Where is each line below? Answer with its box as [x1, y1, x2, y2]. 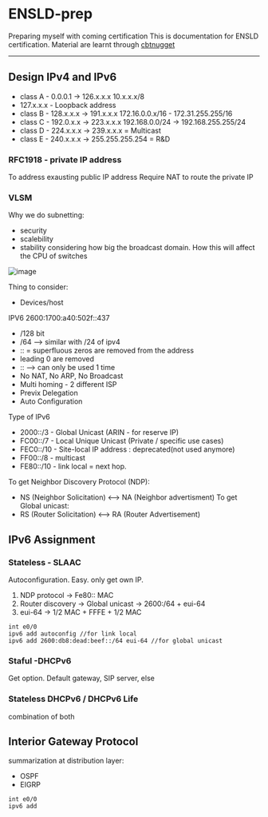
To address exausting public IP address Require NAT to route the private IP [8, 173, 254, 182]
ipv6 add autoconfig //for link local [8, 630, 137, 638]
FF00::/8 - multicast [19, 453, 86, 463]
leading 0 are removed [19, 354, 94, 364]
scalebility [19, 234, 54, 244]
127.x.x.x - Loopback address [19, 100, 116, 110]
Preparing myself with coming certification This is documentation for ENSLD [8, 31, 259, 41]
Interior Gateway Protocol [8, 735, 139, 748]
